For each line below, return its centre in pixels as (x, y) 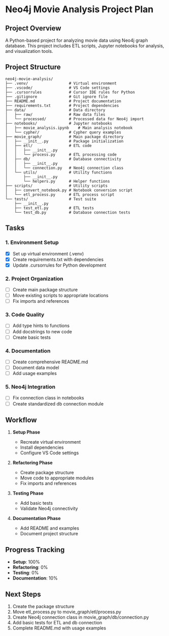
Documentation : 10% (35, 578)
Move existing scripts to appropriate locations (60, 296)
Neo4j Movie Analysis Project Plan (79, 9)
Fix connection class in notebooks (48, 398)
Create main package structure (45, 290)
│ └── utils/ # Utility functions (59, 172)
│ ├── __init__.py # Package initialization (64, 141)
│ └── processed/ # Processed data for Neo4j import (75, 119)
